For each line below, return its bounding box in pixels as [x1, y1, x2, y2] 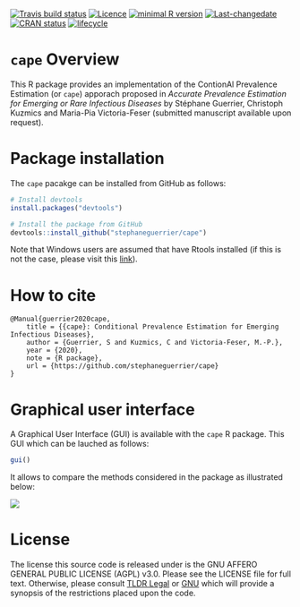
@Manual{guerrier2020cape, [10, 314, 111, 324]
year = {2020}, [26, 346, 83, 355]
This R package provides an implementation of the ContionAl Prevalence [10, 79, 278, 90]
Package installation [10, 149, 165, 169]
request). [10, 116, 44, 127]
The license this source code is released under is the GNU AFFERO [10, 560, 258, 570]
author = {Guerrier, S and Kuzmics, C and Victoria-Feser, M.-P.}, [26, 338, 283, 347]
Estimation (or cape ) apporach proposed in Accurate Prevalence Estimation [10, 88, 287, 98]
